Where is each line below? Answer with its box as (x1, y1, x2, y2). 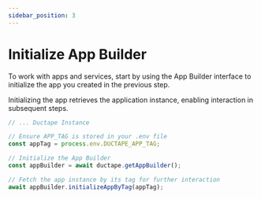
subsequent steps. (8, 103, 69, 112)
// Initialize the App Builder (8, 154, 111, 162)
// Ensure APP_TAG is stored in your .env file (8, 133, 168, 141)
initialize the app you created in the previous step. (8, 79, 170, 89)
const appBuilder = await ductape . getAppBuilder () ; (8, 162, 181, 170)
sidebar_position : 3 (8, 11, 76, 20)
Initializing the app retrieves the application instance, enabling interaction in (8, 95, 254, 105)
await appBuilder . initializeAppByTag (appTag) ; (8, 182, 164, 191)
